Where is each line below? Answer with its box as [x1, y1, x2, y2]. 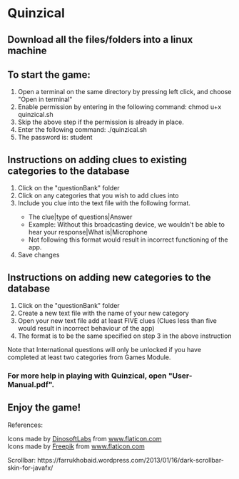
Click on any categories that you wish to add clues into [17, 191, 179, 200]
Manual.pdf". [7, 379, 55, 389]
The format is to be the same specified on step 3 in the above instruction [17, 331, 232, 340]
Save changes [17, 251, 60, 259]
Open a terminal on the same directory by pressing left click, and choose [17, 88, 232, 96]
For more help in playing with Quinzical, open [7, 371, 167, 381]
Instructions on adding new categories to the [7, 271, 212, 283]
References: [7, 421, 43, 429]
